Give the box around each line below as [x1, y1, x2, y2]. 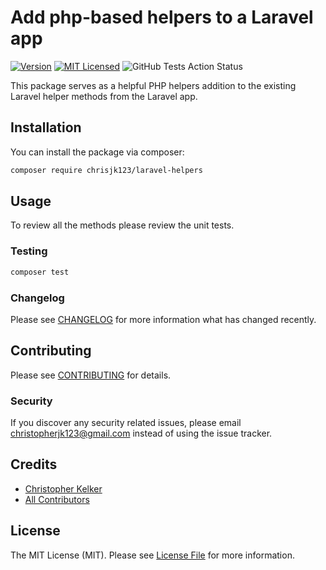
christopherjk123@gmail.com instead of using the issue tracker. [10, 427, 273, 440]
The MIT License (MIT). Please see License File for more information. [10, 549, 295, 561]
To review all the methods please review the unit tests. [10, 219, 235, 231]
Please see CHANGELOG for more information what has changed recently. [10, 313, 317, 325]
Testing [10, 244, 48, 258]
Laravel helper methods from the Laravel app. [10, 90, 198, 102]
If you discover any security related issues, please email [10, 417, 242, 429]
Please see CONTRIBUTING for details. [10, 369, 172, 381]
